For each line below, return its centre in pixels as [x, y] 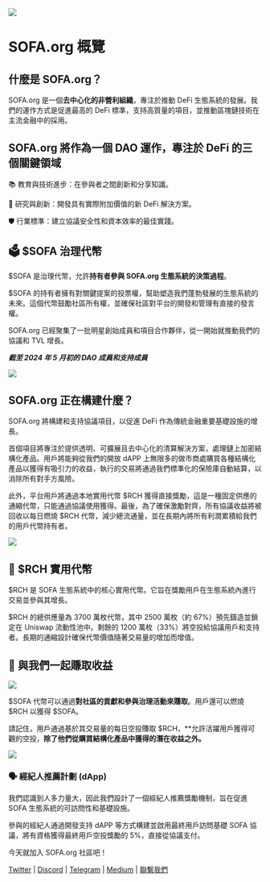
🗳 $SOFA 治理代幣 [55, 251]
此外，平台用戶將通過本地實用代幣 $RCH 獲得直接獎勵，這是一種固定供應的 [133, 496]
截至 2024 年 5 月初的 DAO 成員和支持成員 [78, 357]
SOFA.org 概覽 [57, 47]
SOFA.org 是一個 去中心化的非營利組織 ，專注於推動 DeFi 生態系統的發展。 [130, 100]
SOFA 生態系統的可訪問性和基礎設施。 [72, 808]
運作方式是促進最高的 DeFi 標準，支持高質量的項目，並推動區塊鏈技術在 [141, 110]
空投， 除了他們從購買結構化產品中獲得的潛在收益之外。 [114, 738]
